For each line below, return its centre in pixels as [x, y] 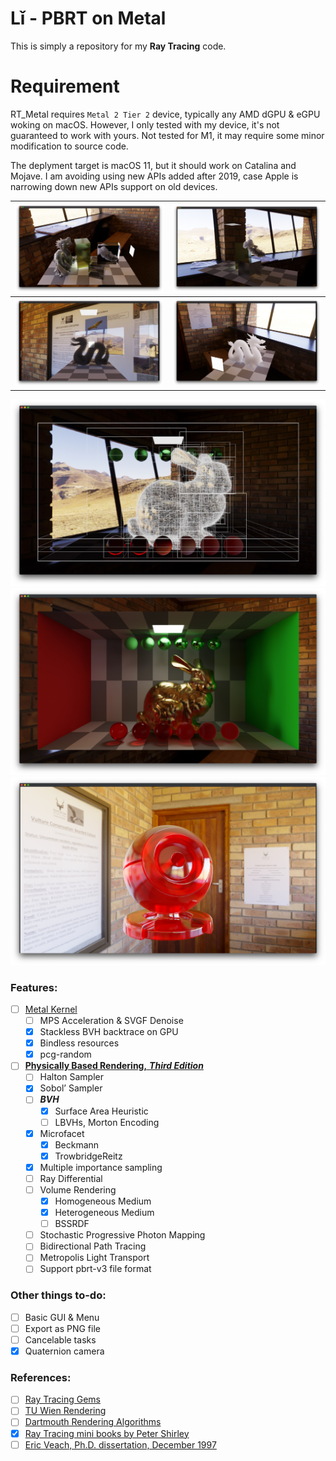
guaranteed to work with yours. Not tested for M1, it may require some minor [167, 135]
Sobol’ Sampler [71, 1088]
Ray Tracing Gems [63, 1399]
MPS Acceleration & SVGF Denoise [111, 1021]
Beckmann [77, 1144]
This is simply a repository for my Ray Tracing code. [118, 46]
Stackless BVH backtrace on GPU [109, 1032]
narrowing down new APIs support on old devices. [114, 186]
